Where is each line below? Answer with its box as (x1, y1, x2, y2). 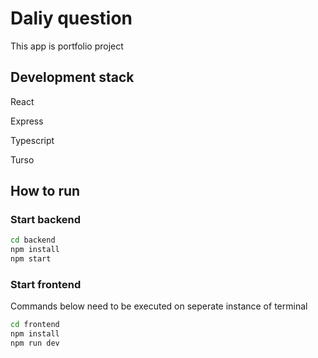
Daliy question (10, 7, 133, 30)
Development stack (10, 69, 135, 86)
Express (10, 115, 44, 127)
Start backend (10, 213, 82, 227)
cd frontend (10, 320, 60, 330)
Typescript (10, 134, 55, 146)
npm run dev (10, 338, 60, 349)
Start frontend (10, 277, 82, 291)
